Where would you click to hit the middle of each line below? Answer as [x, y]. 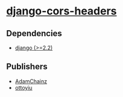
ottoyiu [24, 87]
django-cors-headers [61, 11]
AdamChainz [31, 81]
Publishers [27, 67]
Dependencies [34, 33]
